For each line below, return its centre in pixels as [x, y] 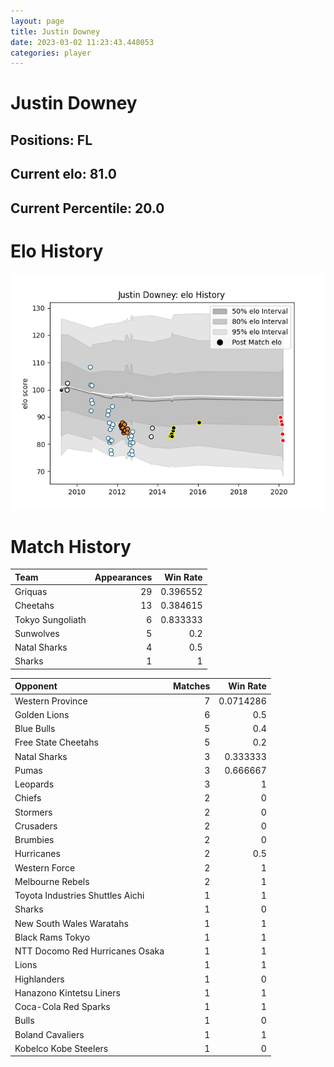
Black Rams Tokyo [52, 937]
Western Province [51, 701]
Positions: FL [51, 140]
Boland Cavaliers [49, 1034]
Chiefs [28, 798]
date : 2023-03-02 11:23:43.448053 [82, 42]
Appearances [123, 577]
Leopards [34, 784]
